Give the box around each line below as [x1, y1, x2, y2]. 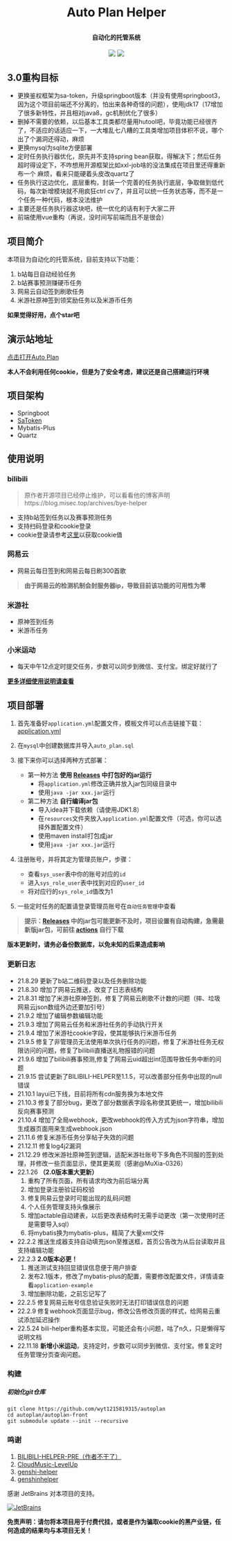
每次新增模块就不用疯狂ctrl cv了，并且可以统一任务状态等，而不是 [29, 187, 217, 195]
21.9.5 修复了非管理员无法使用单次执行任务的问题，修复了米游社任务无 [17, 1037, 218, 1045]
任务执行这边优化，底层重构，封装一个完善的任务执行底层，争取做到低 [17, 179, 218, 187]
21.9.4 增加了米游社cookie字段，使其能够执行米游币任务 [17, 1029, 177, 1037]
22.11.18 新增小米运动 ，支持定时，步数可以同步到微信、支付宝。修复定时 [17, 1342, 223, 1350]
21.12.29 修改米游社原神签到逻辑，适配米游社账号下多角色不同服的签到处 [17, 1150, 224, 1159]
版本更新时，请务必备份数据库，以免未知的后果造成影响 [7, 940, 165, 949]
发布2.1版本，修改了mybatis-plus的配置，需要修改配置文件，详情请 [27, 1272, 218, 1280]
